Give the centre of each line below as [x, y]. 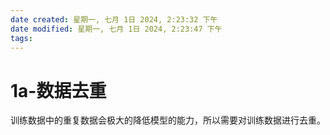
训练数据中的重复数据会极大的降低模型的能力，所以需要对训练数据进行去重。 [168, 120]
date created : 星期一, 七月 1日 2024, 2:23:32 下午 [114, 19]
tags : [21, 38]
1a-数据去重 [58, 90]
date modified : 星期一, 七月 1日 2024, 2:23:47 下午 [116, 29]
